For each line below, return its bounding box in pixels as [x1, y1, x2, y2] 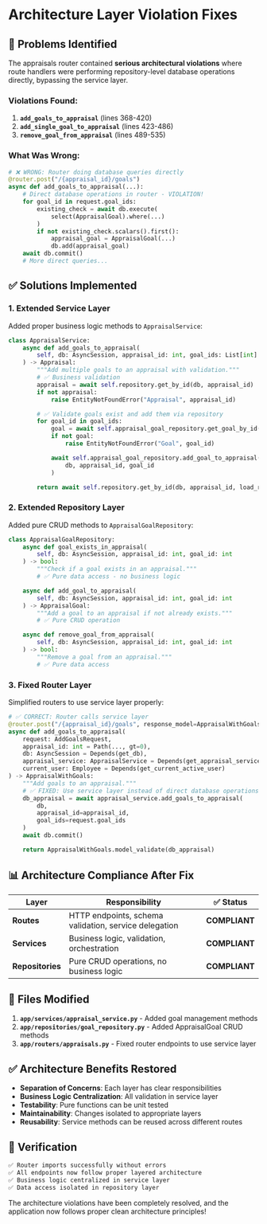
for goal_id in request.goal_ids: [22, 197, 137, 206]
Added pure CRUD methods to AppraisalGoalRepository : [8, 520, 194, 530]
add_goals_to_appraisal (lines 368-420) [19, 113, 153, 123]
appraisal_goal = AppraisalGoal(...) [50, 235, 176, 243]
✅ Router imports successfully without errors [8, 1161, 167, 1169]
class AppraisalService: [8, 336, 91, 344]
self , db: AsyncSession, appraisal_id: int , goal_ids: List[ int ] [37, 351, 258, 359]
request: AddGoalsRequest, [22, 735, 112, 743]
